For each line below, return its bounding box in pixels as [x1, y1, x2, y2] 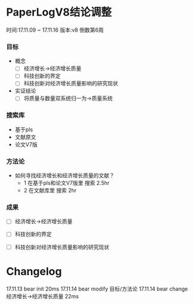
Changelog [6, 264, 62, 278]
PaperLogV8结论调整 [6, 5, 112, 19]
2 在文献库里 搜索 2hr [23, 187, 77, 194]
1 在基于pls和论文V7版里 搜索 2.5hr [23, 180, 110, 187]
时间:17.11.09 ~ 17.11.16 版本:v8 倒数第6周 [6, 26, 104, 33]
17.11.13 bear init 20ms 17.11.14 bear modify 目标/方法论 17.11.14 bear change [6, 285, 188, 292]
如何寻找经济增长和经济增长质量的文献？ [14, 172, 115, 179]
